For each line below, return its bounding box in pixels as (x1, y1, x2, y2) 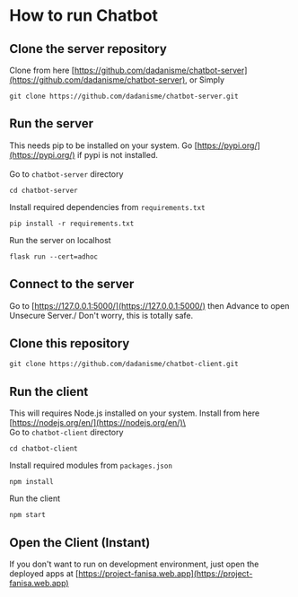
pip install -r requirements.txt (9, 219, 135, 228)
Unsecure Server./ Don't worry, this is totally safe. (9, 310, 194, 320)
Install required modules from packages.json (9, 460, 173, 471)
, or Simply (185, 75, 225, 85)
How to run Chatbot (9, 5, 159, 26)
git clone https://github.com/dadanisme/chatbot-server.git (9, 92, 240, 101)
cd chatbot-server (9, 186, 78, 195)
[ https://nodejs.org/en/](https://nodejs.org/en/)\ (9, 417, 187, 428)
